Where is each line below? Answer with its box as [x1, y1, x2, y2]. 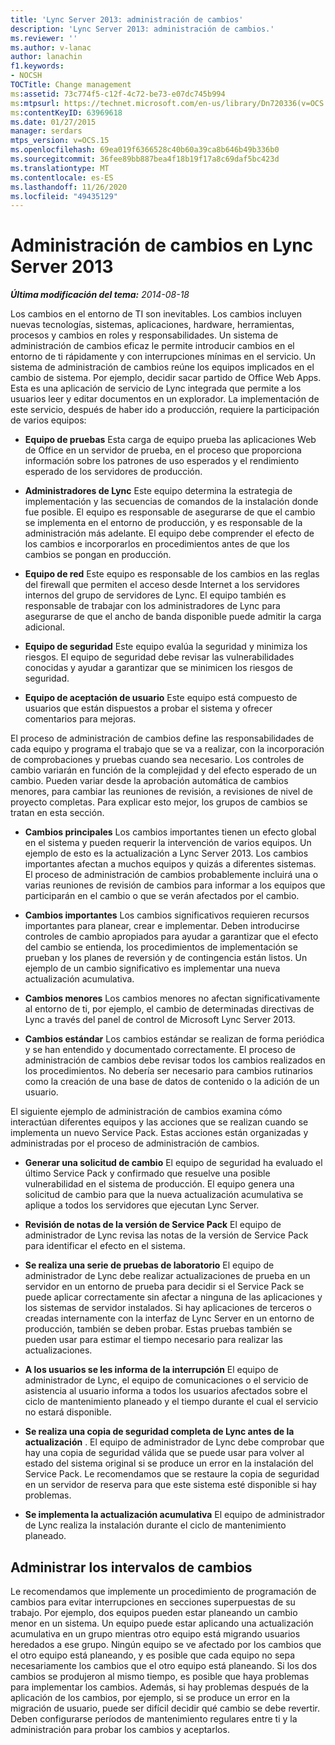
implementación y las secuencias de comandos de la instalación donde [24, 496, 319, 508]
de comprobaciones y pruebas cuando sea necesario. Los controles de [10, 754, 305, 766]
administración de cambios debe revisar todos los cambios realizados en [24, 1054, 326, 1066]
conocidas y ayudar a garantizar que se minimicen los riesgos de [24, 662, 293, 674]
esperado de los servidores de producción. [24, 466, 203, 478]
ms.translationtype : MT [10, 163, 110, 173]
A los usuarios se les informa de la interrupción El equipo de [24, 1364, 279, 1376]
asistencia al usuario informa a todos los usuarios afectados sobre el [24, 1385, 308, 1397]
